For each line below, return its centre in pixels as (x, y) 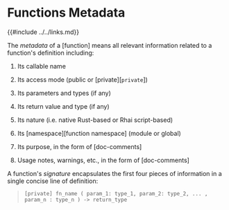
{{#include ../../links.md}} (43, 32)
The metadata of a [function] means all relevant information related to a (110, 45)
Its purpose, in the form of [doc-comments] (79, 146)
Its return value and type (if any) (63, 106)
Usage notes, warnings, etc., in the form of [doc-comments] (103, 160)
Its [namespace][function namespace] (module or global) (99, 133)
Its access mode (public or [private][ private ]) (82, 79)
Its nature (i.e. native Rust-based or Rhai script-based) (95, 120)
